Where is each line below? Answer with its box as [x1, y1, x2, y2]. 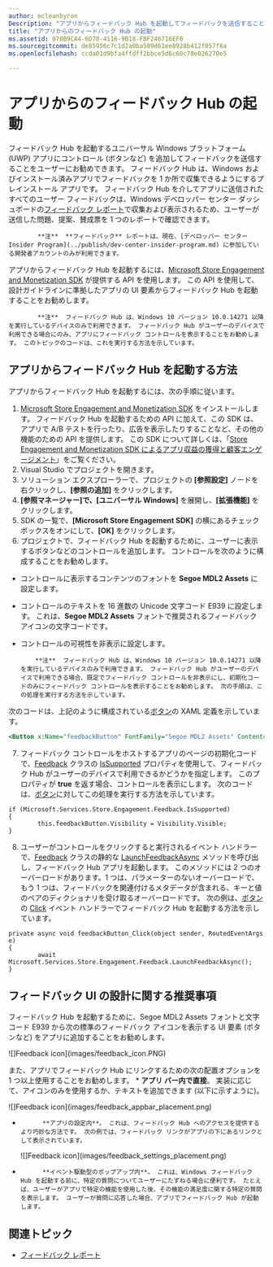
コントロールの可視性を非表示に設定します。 [19, 638, 170, 648]
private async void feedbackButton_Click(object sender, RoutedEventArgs [8, 929, 264, 937]
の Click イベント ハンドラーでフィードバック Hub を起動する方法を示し [19, 902, 260, 912]
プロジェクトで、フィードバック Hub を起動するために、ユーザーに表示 [19, 535, 258, 545]
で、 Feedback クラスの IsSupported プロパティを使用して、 [19, 758, 221, 768]
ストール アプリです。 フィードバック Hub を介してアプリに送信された [29, 184, 264, 194]
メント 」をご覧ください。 [34, 454, 120, 464]
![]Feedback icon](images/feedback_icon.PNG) [8, 1049, 167, 1059]
